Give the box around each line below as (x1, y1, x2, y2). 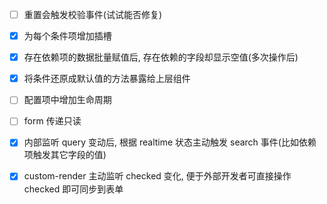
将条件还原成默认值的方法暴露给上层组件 (23, 73, 191, 85)
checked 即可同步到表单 (23, 183, 124, 195)
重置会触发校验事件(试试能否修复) (23, 9, 162, 20)
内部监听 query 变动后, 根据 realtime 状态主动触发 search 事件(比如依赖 (23, 136, 317, 148)
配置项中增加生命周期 (23, 94, 112, 106)
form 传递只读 (23, 115, 82, 127)
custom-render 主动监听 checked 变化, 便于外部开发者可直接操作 (23, 170, 292, 182)
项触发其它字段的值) (23, 149, 107, 161)
